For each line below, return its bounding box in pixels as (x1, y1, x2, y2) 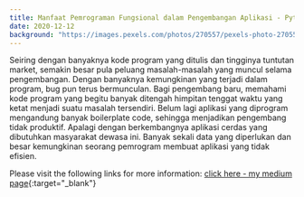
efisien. (9, 151, 37, 162)
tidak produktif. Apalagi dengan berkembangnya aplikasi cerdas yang (9, 122, 269, 133)
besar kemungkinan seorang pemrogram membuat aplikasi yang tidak (9, 141, 270, 152)
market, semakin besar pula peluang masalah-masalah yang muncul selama (9, 64, 292, 75)
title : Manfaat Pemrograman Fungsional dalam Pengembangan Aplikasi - (9, 13, 281, 23)
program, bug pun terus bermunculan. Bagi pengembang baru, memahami (9, 83, 287, 95)
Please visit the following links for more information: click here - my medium (9, 168, 292, 179)
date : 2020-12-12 (9, 22, 75, 31)
